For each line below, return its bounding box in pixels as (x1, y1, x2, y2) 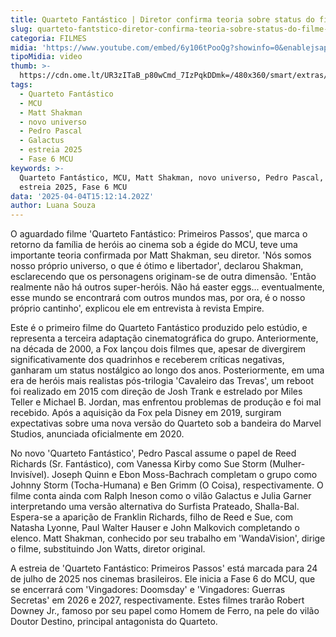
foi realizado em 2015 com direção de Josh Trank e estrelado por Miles (10, 386, 303, 398)
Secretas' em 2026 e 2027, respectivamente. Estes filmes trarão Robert (10, 594, 305, 606)
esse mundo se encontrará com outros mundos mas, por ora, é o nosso (10, 292, 306, 304)
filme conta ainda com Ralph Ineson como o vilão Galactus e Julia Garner (10, 490, 312, 502)
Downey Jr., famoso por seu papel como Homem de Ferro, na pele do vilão (10, 605, 320, 617)
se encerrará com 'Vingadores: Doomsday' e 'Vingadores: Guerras (10, 584, 286, 596)
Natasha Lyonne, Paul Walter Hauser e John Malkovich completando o (10, 522, 300, 534)
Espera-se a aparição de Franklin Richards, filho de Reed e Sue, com (10, 511, 294, 523)
